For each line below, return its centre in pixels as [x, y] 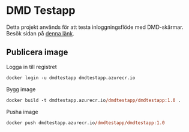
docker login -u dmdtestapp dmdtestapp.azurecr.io [71, 78]
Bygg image [21, 89]
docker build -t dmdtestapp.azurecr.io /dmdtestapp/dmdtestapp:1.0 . [94, 100]
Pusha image [22, 112]
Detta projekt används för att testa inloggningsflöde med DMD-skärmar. [95, 27]
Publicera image [37, 52]
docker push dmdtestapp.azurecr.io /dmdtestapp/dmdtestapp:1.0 [85, 123]
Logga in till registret [31, 67]
